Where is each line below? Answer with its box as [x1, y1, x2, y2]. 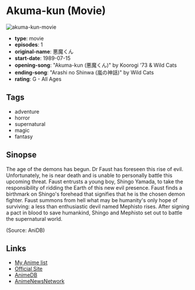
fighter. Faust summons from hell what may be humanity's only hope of [6, 196, 178, 203]
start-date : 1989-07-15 [14, 54, 71, 62]
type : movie [14, 35, 44, 42]
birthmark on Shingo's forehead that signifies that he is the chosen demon [6, 190, 186, 197]
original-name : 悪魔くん [14, 48, 74, 55]
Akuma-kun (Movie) [6, 4, 107, 18]
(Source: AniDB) [6, 227, 45, 234]
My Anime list [14, 259, 48, 266]
